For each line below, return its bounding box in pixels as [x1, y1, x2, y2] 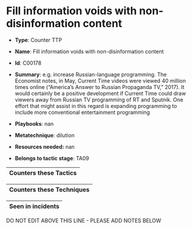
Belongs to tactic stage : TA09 [14, 154, 89, 161]
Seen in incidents [9, 202, 59, 210]
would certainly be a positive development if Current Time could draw [14, 90, 186, 97]
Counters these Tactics [9, 168, 77, 177]
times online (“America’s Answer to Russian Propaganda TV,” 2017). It [14, 83, 185, 90]
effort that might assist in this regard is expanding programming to [14, 102, 177, 109]
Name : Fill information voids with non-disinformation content [14, 47, 164, 55]
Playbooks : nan [14, 120, 54, 127]
